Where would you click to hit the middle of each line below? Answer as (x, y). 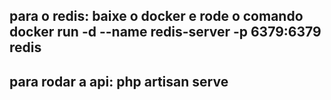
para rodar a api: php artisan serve (119, 81)
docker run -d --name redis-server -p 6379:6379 (165, 32)
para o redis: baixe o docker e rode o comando (156, 16)
